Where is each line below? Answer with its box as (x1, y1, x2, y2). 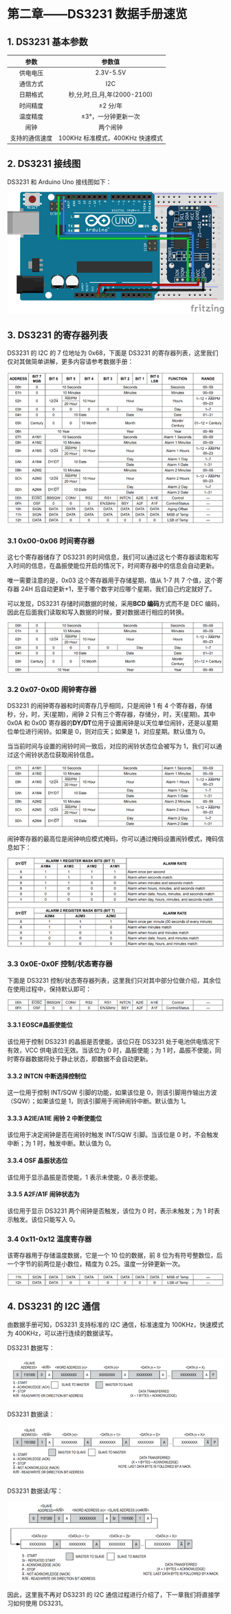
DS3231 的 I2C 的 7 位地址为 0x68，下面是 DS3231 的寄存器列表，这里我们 (7, 349, 219, 357)
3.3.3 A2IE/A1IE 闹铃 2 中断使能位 (7, 1114, 102, 1122)
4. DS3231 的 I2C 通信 (7, 1300, 100, 1313)
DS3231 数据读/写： (7, 1487, 63, 1495)
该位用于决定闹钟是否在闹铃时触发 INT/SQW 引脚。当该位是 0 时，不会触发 (7, 1131, 219, 1139)
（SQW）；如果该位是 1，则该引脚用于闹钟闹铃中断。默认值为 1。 (7, 1097, 190, 1105)
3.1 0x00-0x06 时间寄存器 (7, 535, 95, 545)
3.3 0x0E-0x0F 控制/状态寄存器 (7, 959, 113, 969)
